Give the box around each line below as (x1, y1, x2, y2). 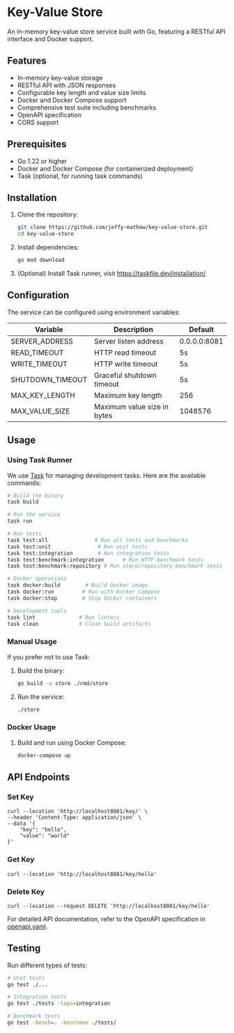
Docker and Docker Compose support (17, 96, 127, 104)
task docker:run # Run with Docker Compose (7, 588, 160, 595)
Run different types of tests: (7, 961, 88, 969)
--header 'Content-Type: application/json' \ (7, 814, 141, 821)
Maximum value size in (93, 402, 169, 411)
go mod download (17, 256, 65, 264)
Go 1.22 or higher (17, 156, 68, 165)
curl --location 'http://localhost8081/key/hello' (7, 870, 157, 877)
